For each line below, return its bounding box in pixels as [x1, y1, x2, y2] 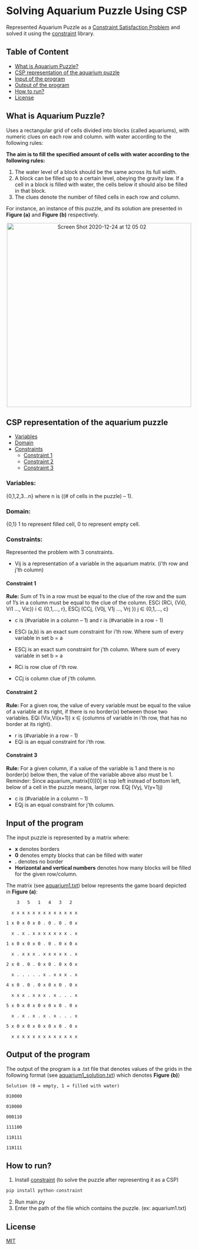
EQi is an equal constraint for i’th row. [14, 738, 106, 745]
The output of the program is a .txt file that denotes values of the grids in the [6, 1065, 192, 1072]
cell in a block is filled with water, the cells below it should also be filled [14, 181, 187, 188]
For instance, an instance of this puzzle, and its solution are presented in [6, 205, 183, 212]
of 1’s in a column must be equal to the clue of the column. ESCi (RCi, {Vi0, [6, 599, 187, 606]
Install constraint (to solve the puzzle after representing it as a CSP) [14, 1176, 179, 1183]
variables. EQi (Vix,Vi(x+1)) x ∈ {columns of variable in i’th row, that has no [6, 714, 187, 721]
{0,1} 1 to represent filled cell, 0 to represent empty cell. [6, 520, 140, 527]
